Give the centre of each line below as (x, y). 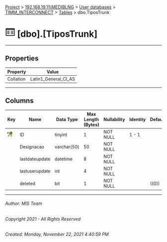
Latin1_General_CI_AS (53, 79)
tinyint (61, 134)
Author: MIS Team (24, 204)
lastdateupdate (35, 159)
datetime (64, 159)
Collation (16, 79)
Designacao (32, 146)
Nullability (114, 119)
